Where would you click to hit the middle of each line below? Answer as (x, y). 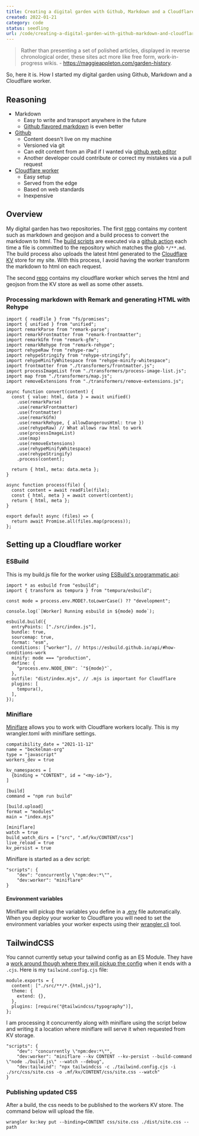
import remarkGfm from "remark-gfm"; (53, 340)
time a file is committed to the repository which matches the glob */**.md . (96, 247)
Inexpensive (38, 196)
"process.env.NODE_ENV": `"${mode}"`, (65, 668)
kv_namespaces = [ (29, 770)
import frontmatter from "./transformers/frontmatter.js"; (81, 366)
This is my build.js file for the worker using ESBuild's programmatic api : (93, 574)
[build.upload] (25, 807)
